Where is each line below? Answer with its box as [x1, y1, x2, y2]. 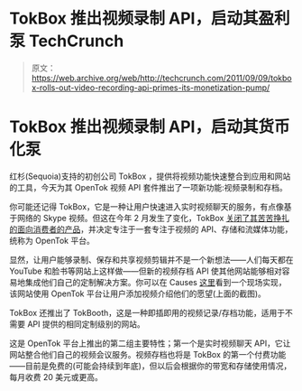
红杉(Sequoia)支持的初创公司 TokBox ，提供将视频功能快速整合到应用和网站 [9, 171, 291, 182]
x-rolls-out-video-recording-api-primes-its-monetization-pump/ [31, 82, 270, 93]
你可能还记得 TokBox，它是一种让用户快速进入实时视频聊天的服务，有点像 [9, 200, 284, 212]
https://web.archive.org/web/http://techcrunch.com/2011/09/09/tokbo [31, 72, 292, 83]
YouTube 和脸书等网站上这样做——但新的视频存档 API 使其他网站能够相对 [9, 265, 282, 276]
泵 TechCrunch [9, 31, 124, 51]
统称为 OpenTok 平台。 [9, 235, 95, 246]
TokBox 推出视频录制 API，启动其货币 [9, 116, 290, 137]
